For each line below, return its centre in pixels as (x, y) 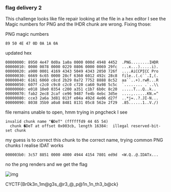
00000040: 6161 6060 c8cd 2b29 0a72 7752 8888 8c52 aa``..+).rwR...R (82, 80)
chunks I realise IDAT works (34, 145)
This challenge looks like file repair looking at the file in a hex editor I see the (86, 19)
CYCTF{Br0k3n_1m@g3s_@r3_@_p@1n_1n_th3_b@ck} (62, 184)
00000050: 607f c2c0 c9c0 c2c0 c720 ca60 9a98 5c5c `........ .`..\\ (82, 85)
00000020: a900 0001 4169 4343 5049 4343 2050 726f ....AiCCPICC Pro (82, 71)
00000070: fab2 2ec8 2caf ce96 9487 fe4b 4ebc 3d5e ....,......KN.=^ (82, 94)
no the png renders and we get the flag (46, 164)
